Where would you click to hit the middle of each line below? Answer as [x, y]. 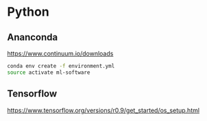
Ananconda [33, 37]
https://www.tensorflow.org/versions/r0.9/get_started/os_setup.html [103, 110]
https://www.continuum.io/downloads [60, 53]
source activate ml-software [49, 72]
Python [28, 12]
